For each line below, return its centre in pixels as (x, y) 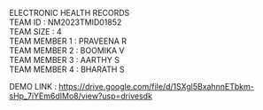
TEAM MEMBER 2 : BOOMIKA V (67, 51)
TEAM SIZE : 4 (35, 31)
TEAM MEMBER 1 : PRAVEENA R (68, 41)
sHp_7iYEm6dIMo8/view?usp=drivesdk (81, 96)
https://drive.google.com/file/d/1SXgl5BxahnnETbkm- (156, 86)
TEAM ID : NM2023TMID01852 (66, 22)
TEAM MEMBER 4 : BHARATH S (67, 69)
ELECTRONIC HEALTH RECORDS (70, 13)
